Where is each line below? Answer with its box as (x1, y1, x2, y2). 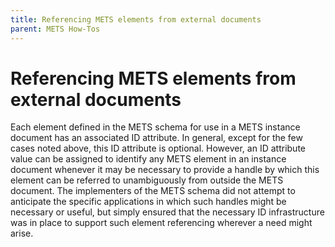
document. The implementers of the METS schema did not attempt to (10, 185, 296, 197)
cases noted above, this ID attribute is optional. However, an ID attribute (10, 142, 306, 155)
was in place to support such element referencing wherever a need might (10, 217, 313, 229)
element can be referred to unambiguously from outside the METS (10, 174, 284, 186)
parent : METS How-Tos (10, 24, 101, 34)
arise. (10, 227, 34, 240)
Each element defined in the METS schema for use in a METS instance (10, 121, 301, 133)
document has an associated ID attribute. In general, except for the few (10, 132, 303, 144)
